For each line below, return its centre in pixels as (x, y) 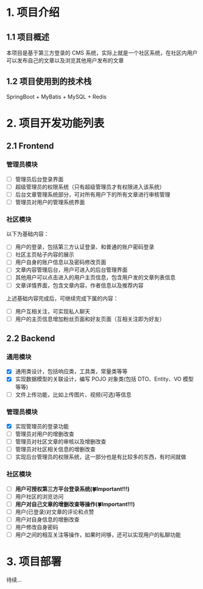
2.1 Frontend (30, 146)
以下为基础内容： (28, 234)
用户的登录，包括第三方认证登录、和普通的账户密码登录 (84, 247)
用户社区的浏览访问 (39, 496)
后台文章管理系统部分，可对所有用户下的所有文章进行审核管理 (93, 194)
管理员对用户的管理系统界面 (50, 202)
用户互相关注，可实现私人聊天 (52, 311)
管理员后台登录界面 (39, 179)
